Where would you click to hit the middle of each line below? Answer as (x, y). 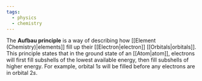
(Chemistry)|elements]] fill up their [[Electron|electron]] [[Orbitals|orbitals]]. (101, 47)
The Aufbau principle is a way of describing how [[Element (81, 41)
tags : (13, 12)
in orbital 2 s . (22, 73)
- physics (24, 18)
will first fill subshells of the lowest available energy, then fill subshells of (98, 60)
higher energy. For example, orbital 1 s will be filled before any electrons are (101, 66)
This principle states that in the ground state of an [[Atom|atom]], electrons (101, 54)
